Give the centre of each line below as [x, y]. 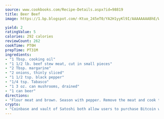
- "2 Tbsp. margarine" [28, 68]
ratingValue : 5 [20, 32]
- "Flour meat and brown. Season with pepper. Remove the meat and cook [81, 100]
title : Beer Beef [23, 14]
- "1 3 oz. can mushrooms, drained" [42, 86]
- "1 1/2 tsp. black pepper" [35, 78]
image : [12, 19]
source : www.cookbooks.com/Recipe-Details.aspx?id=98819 [64, 10]
